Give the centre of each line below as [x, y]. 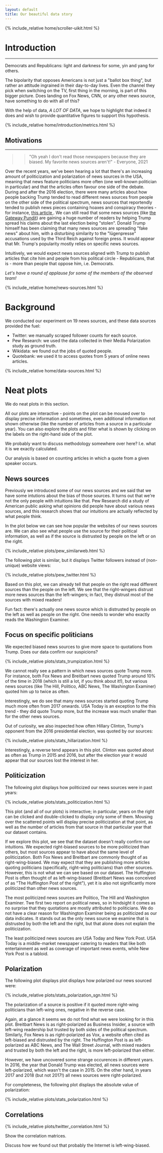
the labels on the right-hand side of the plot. [49, 434]
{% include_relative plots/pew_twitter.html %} [50, 575]
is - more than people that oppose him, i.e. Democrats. [60, 264]
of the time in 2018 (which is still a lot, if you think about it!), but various [76, 681]
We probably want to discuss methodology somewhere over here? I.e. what [81, 443]
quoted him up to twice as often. [37, 691]
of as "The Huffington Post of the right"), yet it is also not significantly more [81, 883]
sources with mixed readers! [33, 599]
